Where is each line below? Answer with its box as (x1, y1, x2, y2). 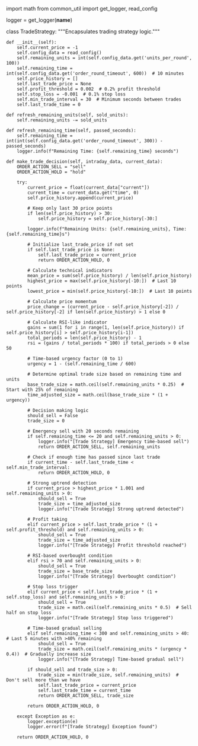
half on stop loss (6, 610, 52, 616)
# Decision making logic (27, 408, 89, 414)
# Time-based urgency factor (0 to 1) (27, 356, 123, 361)
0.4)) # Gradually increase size (6, 651, 92, 657)
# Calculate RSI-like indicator (27, 319, 108, 325)
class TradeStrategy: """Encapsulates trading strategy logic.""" (6, 28, 160, 35)
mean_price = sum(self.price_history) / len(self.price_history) (27, 273, 193, 278)
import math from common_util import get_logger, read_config (6, 5, 158, 12)
